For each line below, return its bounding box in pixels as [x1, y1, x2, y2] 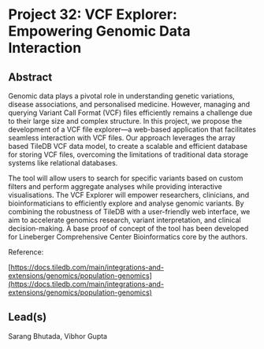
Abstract [8, 70, 53, 84]
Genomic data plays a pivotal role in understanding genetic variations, [8, 91, 235, 100]
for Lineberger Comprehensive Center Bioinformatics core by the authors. [8, 232, 248, 241]
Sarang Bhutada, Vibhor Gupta [8, 331, 108, 340]
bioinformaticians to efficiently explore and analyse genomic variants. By [8, 199, 244, 208]
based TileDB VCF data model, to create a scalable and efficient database [8, 142, 248, 150]
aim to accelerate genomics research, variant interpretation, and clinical [8, 215, 242, 225]
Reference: [8, 247, 44, 257]
